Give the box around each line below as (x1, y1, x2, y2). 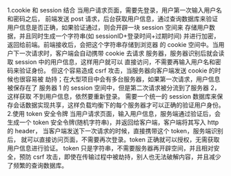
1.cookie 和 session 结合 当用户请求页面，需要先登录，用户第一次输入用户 (7, 6, 216, 14)
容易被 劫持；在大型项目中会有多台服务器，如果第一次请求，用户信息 (25, 75, 221, 83)
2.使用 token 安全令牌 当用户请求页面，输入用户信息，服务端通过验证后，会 (7, 110, 221, 117)
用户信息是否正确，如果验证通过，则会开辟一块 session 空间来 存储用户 (7, 23, 210, 31)
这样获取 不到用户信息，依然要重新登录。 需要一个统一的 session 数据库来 (7, 92, 217, 100)
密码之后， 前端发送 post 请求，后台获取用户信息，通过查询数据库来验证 (12, 14, 219, 23)
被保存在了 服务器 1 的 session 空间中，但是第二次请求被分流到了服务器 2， (7, 84, 221, 92)
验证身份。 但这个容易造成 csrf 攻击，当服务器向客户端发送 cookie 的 (19, 66, 215, 75)
